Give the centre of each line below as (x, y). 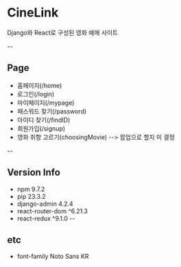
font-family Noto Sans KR (53, 257)
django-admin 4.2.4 (45, 204)
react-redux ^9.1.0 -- (46, 218)
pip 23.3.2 (31, 196)
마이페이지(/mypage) (46, 103)
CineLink (33, 13)
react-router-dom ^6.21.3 (52, 211)
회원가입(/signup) (41, 128)
